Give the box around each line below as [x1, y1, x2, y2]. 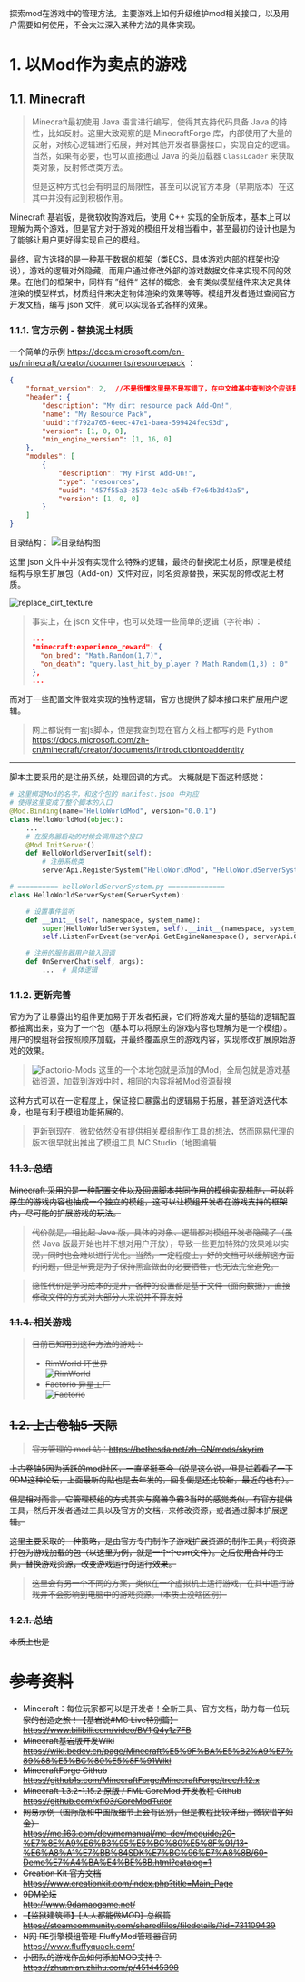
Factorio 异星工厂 [44, 1379, 111, 1390]
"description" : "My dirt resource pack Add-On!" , [42, 401, 233, 411]
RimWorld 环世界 [44, 1357, 108, 1369]
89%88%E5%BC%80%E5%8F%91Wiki [22, 1755, 172, 1766]
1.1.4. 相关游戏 [9, 1316, 72, 1329]
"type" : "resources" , [57, 477, 141, 486]
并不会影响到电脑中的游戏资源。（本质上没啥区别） [39, 1589, 227, 1600]
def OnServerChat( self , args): [25, 957, 144, 966]
